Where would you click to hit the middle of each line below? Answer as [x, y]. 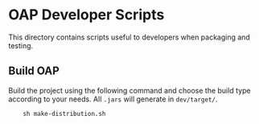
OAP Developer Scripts [86, 15]
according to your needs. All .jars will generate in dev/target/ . [113, 99]
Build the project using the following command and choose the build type [129, 90]
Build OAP [34, 71]
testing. [21, 45]
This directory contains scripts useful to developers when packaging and [129, 37]
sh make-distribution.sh [64, 114]
